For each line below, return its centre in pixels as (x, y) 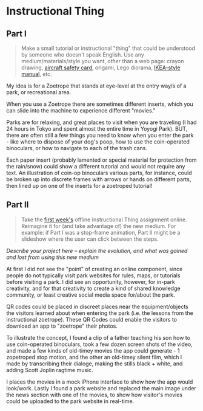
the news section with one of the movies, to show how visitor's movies (95, 395)
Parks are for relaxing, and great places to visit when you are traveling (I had (101, 122)
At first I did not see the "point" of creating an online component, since (95, 269)
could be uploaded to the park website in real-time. (70, 401)
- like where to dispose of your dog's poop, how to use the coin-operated (98, 142)
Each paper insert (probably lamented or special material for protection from (101, 160)
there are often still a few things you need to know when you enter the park (100, 135)
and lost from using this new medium (52, 257)
